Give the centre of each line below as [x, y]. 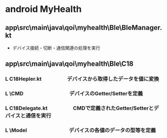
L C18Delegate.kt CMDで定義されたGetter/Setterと [79, 108]
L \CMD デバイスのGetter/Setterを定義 [74, 94]
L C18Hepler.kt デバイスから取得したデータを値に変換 [82, 79]
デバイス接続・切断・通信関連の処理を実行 [56, 48]
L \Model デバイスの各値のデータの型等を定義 [80, 131]
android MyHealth [43, 9]
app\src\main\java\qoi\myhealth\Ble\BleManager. [84, 28]
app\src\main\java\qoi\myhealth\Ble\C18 [69, 64]
